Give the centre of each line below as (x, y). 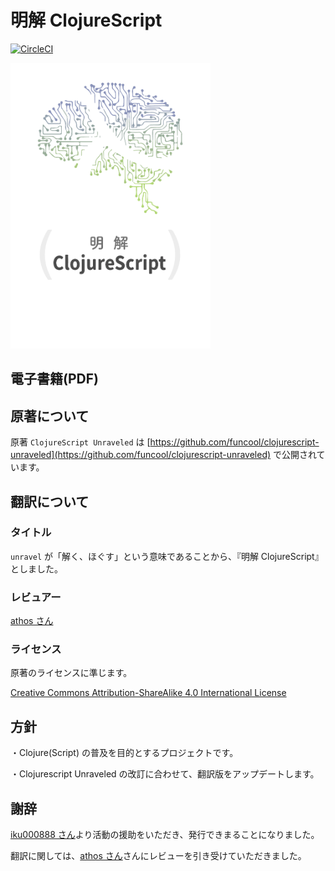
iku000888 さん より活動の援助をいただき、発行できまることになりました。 (165, 835)
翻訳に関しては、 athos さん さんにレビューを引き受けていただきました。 (158, 856)
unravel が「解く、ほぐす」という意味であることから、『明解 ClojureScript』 (167, 556)
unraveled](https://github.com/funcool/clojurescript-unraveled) (141, 455)
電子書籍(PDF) (54, 379)
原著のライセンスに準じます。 (71, 673)
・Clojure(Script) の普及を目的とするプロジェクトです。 (124, 753)
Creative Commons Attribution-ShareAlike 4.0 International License (148, 693)
